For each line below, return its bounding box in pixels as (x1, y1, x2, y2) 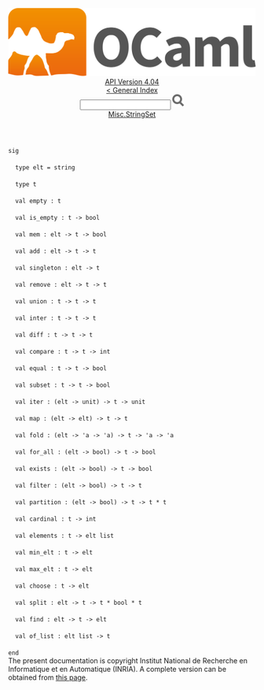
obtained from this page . (8, 673, 88, 682)
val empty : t (15, 197, 61, 206)
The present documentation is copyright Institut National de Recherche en (8, 656, 247, 666)
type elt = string (15, 164, 76, 172)
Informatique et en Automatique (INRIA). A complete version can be (8, 665, 226, 674)
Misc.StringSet (108, 109, 156, 119)
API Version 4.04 (104, 77, 159, 87)
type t (15, 180, 37, 188)
